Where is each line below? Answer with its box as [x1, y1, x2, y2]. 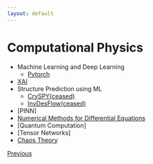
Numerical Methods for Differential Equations [17, 114, 146, 122]
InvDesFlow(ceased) [27, 99, 86, 107]
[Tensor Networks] [17, 128, 71, 136]
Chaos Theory [17, 136, 59, 144]
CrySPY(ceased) [27, 92, 75, 100]
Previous [7, 149, 32, 157]
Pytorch [27, 70, 50, 78]
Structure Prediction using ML [17, 84, 102, 93]
